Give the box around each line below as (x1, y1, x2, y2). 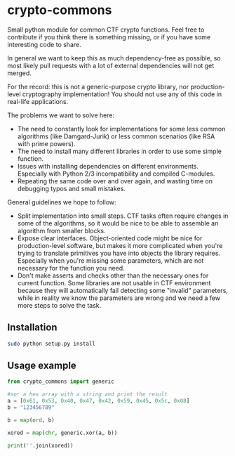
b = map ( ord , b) (7, 417, 55, 424)
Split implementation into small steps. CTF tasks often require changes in (17, 211, 229, 220)
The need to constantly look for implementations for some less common (17, 124, 226, 133)
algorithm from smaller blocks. (17, 226, 106, 235)
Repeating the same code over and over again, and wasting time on (17, 176, 213, 185)
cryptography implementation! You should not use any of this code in (22, 90, 222, 98)
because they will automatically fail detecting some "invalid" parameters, (17, 286, 228, 294)
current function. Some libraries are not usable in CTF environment (17, 278, 211, 287)
